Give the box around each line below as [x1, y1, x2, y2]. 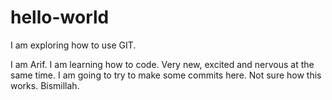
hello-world [10, 6, 110, 29]
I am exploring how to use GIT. [10, 39, 137, 51]
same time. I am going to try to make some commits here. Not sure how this [10, 69, 322, 81]
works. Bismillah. [10, 79, 80, 91]
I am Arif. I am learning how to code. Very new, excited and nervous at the [10, 58, 315, 70]
